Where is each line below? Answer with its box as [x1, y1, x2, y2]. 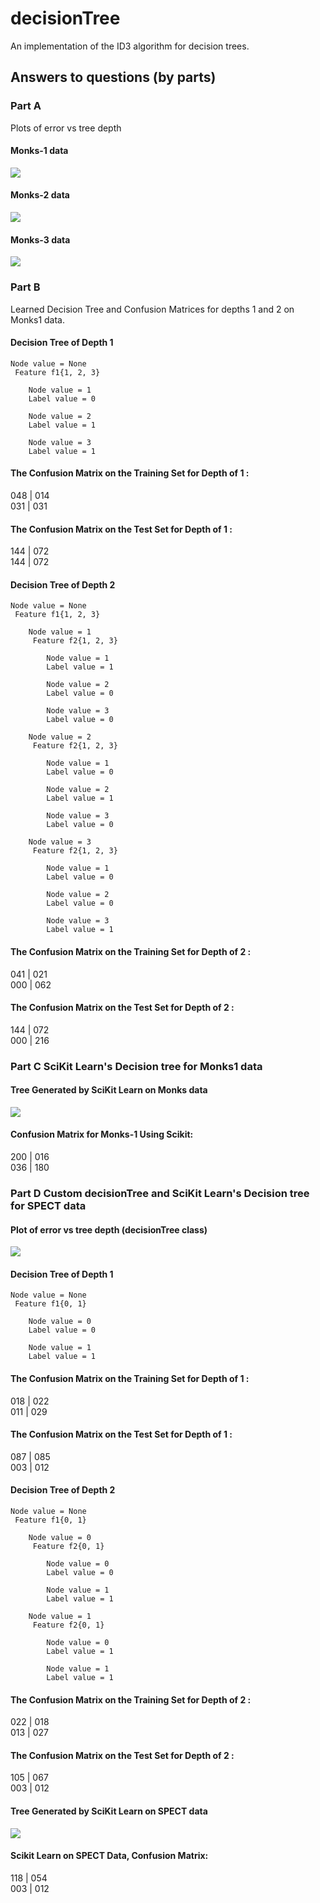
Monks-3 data [10, 233, 71, 246]
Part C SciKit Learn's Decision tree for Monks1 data [10, 1059, 263, 1073]
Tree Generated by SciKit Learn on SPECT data [10, 1805, 208, 1817]
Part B [10, 280, 41, 294]
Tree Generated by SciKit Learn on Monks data [10, 1084, 208, 1096]
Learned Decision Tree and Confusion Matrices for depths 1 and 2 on [10, 303, 295, 315]
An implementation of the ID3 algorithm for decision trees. [10, 40, 250, 52]
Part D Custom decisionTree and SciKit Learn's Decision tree [10, 1187, 310, 1200]
